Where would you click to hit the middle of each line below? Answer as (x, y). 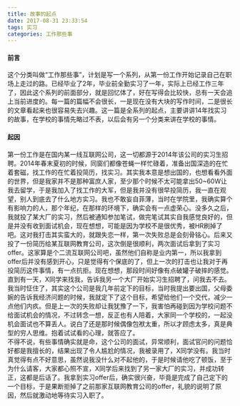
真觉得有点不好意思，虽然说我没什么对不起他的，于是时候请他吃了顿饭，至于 (120, 359)
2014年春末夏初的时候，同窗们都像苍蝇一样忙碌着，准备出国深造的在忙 (124, 163)
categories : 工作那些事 (40, 34)
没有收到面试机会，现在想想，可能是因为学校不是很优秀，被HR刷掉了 (121, 225)
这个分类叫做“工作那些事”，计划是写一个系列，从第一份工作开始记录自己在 (117, 75)
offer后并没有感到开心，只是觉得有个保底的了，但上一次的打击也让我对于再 (118, 261)
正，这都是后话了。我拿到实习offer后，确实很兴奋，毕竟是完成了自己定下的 (118, 377)
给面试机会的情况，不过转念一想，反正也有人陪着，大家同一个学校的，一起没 (120, 315)
